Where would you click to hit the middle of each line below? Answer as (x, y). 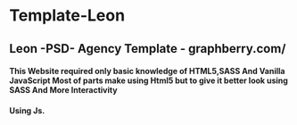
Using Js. (27, 110)
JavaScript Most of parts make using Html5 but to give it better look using (148, 80)
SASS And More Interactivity (63, 90)
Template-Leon (67, 16)
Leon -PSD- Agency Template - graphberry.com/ (148, 49)
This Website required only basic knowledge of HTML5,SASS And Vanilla (147, 71)
